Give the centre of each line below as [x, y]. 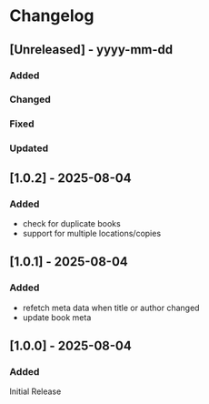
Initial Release [35, 391]
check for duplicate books [71, 223]
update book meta [57, 317]
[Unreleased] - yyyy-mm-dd [91, 50]
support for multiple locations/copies [92, 233]
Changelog [52, 16]
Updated [29, 148]
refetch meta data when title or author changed [111, 308]
